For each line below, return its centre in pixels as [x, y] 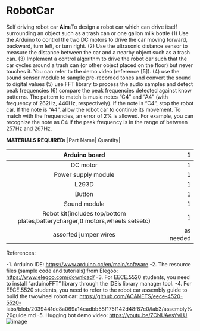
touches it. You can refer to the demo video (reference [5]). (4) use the [93, 71]
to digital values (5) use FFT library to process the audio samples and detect [100, 84]
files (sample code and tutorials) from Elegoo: [62, 271]
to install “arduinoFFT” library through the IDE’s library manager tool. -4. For [99, 283]
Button [84, 194]
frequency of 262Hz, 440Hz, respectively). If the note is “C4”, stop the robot [100, 103]
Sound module [84, 204]
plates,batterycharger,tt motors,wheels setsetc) [84, 220]
